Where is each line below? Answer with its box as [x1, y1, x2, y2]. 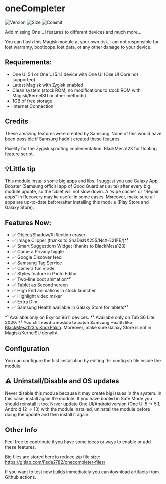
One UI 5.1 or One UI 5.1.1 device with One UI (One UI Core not [12, 71, 139, 77]
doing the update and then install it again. [5, 411, 90, 417]
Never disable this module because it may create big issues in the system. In [5, 390, 162, 396]
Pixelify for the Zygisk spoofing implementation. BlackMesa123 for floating [5, 145, 157, 151]
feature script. [5, 151, 34, 157]
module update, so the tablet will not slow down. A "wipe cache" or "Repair [5, 189, 159, 195]
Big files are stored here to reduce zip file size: [5, 454, 101, 460]
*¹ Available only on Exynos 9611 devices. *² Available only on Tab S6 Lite [5, 314, 155, 320]
